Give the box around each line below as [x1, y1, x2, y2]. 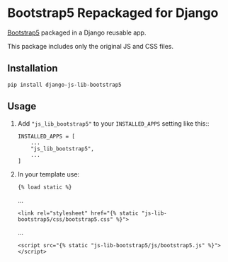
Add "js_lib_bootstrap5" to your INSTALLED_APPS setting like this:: [17, 119, 210, 128]
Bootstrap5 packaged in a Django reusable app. [7, 28, 147, 37]
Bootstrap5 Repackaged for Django [7, 5, 219, 21]
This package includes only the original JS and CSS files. [7, 42, 173, 50]
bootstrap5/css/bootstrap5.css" [17, 215, 113, 223]
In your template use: [17, 169, 80, 178]
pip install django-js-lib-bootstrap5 [7, 81, 122, 88]
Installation [7, 62, 58, 75]
